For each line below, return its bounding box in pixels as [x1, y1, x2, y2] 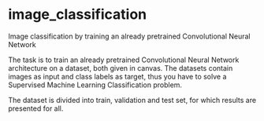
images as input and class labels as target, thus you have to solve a [8, 71, 227, 81]
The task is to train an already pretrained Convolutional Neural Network [8, 55, 240, 64]
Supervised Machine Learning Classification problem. [8, 80, 183, 90]
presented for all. [8, 104, 64, 113]
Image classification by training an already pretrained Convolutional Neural [8, 31, 251, 41]
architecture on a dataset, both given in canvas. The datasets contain [8, 63, 233, 72]
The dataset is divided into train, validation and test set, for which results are [8, 95, 257, 104]
